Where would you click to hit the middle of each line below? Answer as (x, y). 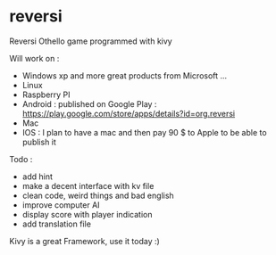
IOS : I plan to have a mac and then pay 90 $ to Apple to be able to (144, 132)
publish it (39, 142)
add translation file (57, 224)
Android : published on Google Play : (89, 103)
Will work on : (34, 58)
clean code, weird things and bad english (98, 195)
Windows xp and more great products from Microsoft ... (125, 75)
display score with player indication (87, 214)
